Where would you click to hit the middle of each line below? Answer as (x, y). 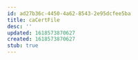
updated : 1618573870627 (41, 33)
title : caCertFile (33, 20)
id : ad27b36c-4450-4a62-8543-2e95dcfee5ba (69, 13)
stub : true (23, 46)
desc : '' (20, 26)
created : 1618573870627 (41, 39)
